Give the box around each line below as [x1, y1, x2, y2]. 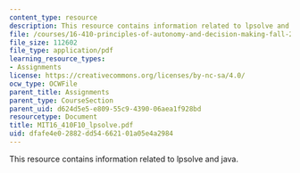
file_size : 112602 [9, 37, 78, 47]
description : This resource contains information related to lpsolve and [9, 21, 290, 30]
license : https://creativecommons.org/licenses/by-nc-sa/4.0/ [9, 71, 246, 80]
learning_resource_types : [9, 54, 105, 63]
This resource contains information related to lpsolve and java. [9, 153, 239, 164]
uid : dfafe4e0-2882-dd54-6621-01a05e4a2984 [9, 129, 174, 138]
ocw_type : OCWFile [9, 79, 78, 88]
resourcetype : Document [9, 112, 98, 121]
